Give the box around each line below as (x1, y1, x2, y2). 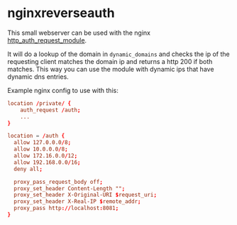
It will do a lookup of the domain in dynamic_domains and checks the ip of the (7, 50, 230, 58)
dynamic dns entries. (7, 72, 69, 81)
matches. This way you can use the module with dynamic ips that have (7, 65, 214, 73)
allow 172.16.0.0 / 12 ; (13, 153, 78, 160)
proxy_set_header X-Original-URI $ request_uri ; (13, 192, 158, 199)
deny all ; (13, 165, 43, 172)
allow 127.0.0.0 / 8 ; (13, 139, 72, 146)
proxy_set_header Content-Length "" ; (13, 185, 126, 192)
